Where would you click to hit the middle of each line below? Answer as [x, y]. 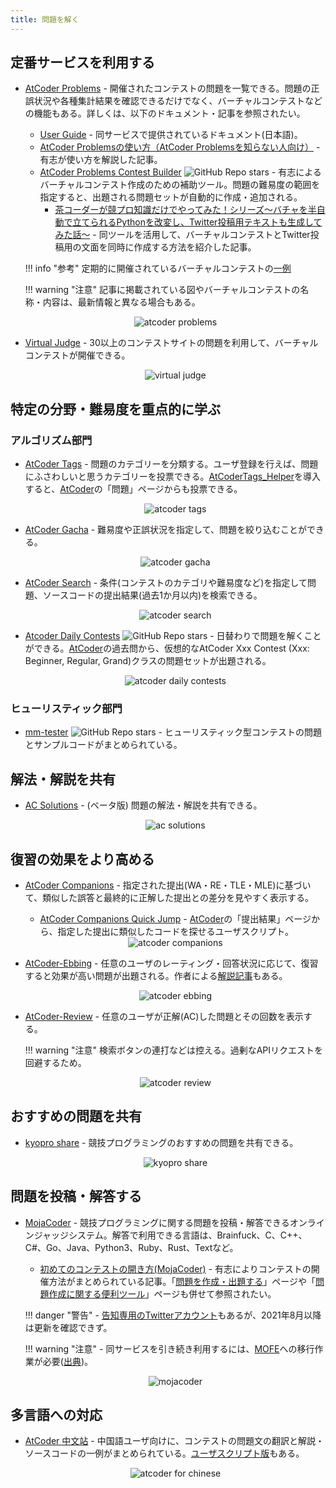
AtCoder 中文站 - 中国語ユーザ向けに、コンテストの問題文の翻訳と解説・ [174, 1441]
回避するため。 [55, 1063]
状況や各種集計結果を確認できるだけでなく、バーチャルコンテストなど [178, 101]
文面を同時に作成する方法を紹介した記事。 [169, 247]
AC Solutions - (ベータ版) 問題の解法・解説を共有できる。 [143, 805]
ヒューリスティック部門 [66, 709]
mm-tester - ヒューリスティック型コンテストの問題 [173, 732]
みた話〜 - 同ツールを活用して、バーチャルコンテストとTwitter [182, 235]
